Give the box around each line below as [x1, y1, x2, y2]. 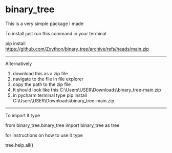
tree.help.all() [5, 142, 34, 148]
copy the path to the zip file [12, 81, 71, 88]
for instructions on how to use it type [5, 132, 83, 138]
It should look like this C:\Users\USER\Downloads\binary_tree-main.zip [12, 86, 161, 93]
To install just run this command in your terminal [5, 30, 106, 36]
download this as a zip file [12, 70, 68, 76]
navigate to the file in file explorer [12, 76, 83, 82]
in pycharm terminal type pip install [12, 92, 87, 98]
